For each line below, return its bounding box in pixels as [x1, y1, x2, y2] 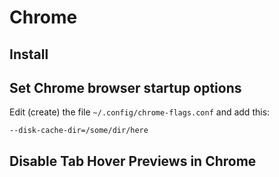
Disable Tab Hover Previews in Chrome [9, 152, 257, 170]
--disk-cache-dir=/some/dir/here [9, 126, 149, 136]
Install [9, 46, 49, 63]
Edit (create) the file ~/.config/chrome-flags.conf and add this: [9, 106, 271, 118]
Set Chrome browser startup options [9, 79, 242, 96]
